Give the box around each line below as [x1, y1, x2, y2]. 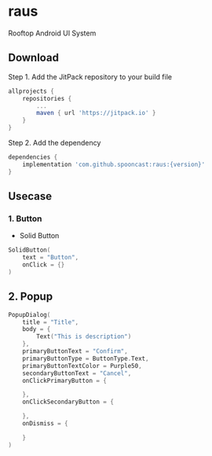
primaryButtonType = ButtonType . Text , [22, 355, 149, 362]
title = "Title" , [22, 318, 79, 326]
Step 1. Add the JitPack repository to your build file [8, 72, 173, 81]
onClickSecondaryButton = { [22, 398, 114, 406]
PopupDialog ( [8, 311, 51, 318]
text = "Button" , [22, 254, 79, 262]
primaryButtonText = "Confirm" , [22, 348, 128, 355]
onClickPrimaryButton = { [22, 377, 108, 384]
